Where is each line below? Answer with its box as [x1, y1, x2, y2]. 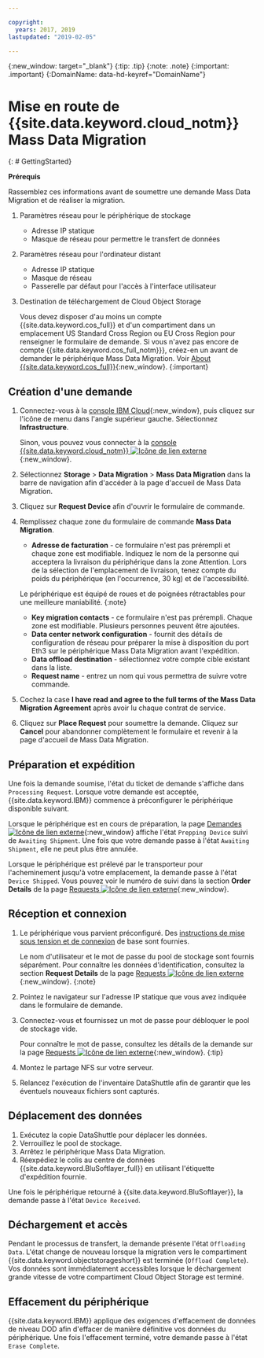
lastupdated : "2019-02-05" [8, 33, 97, 41]
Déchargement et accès [8, 1218, 128, 1231]
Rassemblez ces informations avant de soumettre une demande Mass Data [8, 187, 251, 197]
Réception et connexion [8, 907, 127, 921]
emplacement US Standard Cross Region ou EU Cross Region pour [19, 329, 236, 338]
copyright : [8, 18, 44, 26]
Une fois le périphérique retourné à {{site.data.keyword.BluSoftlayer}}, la [8, 1187, 244, 1196]
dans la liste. [31, 663, 72, 672]
